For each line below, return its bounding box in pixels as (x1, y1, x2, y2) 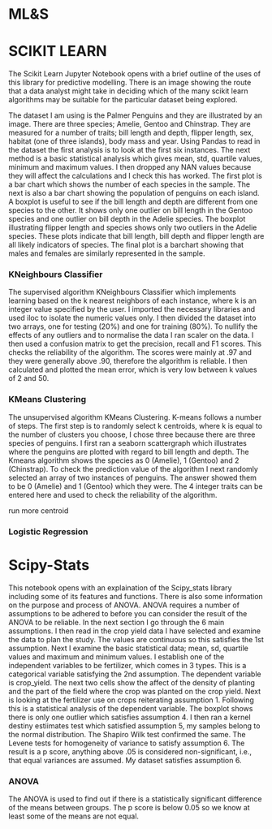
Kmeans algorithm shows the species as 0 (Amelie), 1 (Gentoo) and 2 (8, 456, 240, 465)
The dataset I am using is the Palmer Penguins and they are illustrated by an (8, 110, 262, 120)
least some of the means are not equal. (8, 811, 140, 821)
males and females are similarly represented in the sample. (8, 248, 205, 258)
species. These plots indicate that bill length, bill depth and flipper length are (8, 231, 265, 241)
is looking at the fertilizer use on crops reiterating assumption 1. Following (8, 695, 254, 705)
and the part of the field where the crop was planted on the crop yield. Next (8, 686, 261, 696)
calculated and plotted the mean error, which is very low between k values (8, 365, 257, 374)
